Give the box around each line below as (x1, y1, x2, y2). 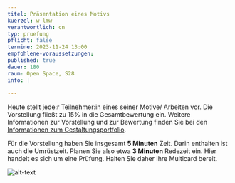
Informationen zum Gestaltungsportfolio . (7, 125, 127, 134)
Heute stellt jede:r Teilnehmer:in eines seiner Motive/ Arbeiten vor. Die (7, 103, 214, 111)
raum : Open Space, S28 (7, 70, 75, 77)
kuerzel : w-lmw (7, 17, 53, 24)
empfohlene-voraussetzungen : (7, 51, 94, 58)
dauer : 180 (7, 63, 40, 70)
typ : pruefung (7, 30, 50, 38)
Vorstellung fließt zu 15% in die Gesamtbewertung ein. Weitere (7, 110, 191, 119)
